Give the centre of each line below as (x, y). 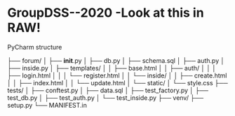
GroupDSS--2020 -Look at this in (106, 13)
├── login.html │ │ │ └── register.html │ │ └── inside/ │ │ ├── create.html (117, 75)
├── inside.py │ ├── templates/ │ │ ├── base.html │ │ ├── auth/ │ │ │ (112, 68)
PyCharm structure (35, 47)
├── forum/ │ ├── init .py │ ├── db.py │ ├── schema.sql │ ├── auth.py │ (116, 60)
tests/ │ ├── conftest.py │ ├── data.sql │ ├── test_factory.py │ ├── (108, 90)
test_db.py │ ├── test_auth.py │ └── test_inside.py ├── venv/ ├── (106, 97)
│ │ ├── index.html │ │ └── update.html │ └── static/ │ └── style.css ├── (117, 82)
